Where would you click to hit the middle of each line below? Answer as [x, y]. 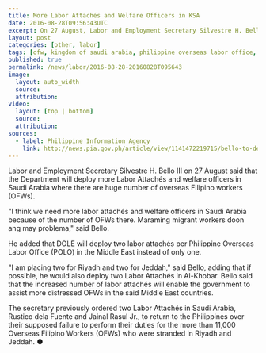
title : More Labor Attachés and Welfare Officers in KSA [104, 15]
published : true [35, 60]
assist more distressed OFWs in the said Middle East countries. [111, 293]
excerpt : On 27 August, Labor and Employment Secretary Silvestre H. [125, 30]
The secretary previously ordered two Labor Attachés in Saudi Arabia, [122, 308]
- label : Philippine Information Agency [83, 141]
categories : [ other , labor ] [55, 45]
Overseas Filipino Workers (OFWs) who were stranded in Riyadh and [120, 333]
